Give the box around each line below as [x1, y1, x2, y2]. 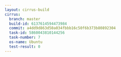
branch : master [9, 16, 41, 21]
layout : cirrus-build [4, 7, 50, 12]
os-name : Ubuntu [9, 40, 43, 45]
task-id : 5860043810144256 [9, 30, 65, 35]
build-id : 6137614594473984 [9, 21, 67, 26]
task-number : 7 [9, 35, 41, 40]
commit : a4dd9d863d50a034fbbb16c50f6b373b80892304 [9, 26, 116, 31]
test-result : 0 [9, 44, 41, 49]
